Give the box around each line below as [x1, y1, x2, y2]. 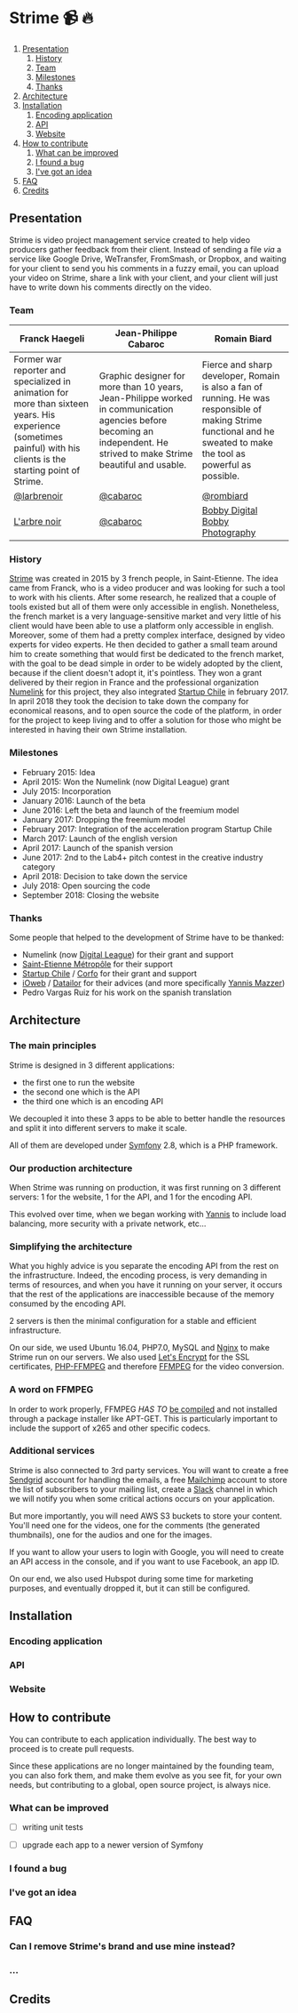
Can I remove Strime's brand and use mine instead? [9, 1940, 236, 1953]
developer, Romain [201, 370, 280, 382]
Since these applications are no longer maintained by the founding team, [9, 1760, 275, 1771]
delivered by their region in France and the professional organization [9, 678, 259, 688]
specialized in [13, 375, 71, 388]
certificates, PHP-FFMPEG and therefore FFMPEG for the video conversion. [9, 1361, 285, 1372]
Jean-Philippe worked [98, 392, 193, 405]
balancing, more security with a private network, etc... [9, 1218, 207, 1229]
